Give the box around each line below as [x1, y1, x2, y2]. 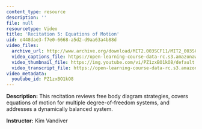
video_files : [6, 43, 39, 49]
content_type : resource [6, 8, 66, 15]
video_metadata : [6, 71, 47, 77]
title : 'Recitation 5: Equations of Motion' [6, 31, 120, 37]
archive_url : [11, 48, 44, 54]
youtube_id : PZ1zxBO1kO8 [11, 76, 74, 82]
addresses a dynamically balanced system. [6, 105, 113, 113]
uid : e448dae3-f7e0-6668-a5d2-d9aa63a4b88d [6, 37, 117, 43]
